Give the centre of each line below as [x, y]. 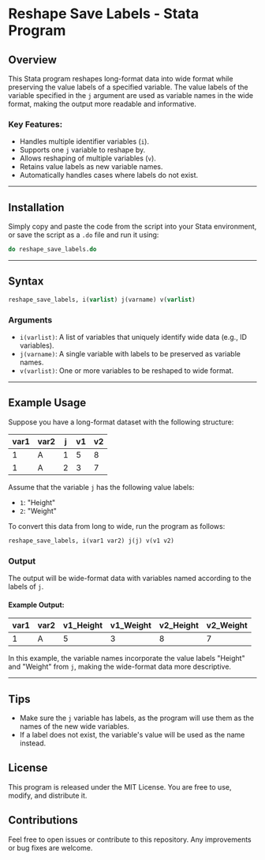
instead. [33, 743]
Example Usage [47, 403]
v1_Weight [131, 625]
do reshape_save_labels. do [52, 250]
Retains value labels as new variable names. [91, 167]
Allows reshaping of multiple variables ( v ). [88, 158]
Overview [33, 60]
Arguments [30, 319]
